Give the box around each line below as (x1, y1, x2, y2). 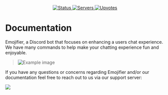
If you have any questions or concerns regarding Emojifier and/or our (5, 69, 149, 75)
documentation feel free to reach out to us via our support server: (5, 74, 142, 80)
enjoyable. (5, 49, 27, 55)
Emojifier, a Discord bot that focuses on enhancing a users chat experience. (5, 39, 163, 45)
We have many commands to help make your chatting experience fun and (5, 44, 159, 50)
